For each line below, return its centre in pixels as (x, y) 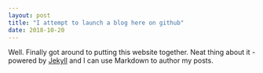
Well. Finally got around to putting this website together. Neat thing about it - (132, 53)
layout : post (29, 15)
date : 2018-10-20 (37, 30)
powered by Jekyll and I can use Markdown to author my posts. (111, 60)
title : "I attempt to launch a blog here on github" (96, 23)
